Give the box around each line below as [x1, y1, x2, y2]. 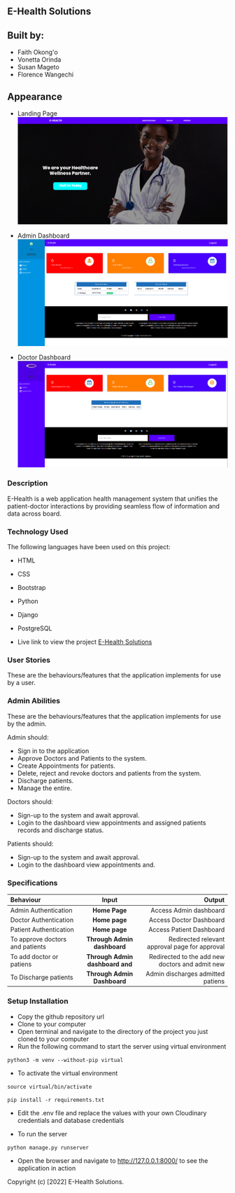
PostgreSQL [17, 624, 52, 633]
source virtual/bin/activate [7, 1083, 92, 1090]
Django [17, 611, 38, 619]
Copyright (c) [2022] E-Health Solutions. [7, 1177, 124, 1186]
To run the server [17, 1129, 68, 1138]
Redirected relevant [168, 935, 225, 944]
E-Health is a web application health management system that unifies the [7, 494, 218, 503]
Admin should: [7, 733, 49, 741]
